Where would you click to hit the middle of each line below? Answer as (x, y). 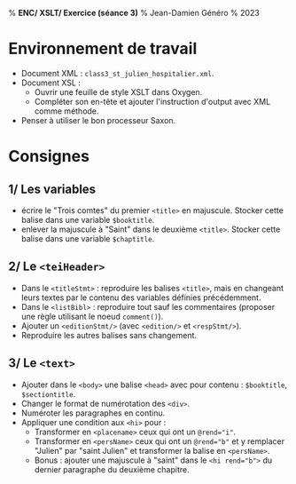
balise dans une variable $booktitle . (88, 219)
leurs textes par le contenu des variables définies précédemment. (141, 298)
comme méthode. (66, 111)
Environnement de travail (103, 49)
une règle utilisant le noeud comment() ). (92, 316)
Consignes (49, 157)
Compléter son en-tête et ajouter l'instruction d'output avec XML (152, 101)
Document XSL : (51, 83)
